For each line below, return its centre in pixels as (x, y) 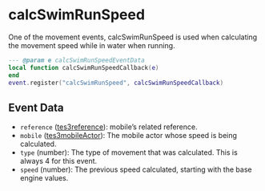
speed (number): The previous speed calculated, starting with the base (136, 169)
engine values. (44, 178)
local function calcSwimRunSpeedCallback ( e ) (84, 67)
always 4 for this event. (58, 161)
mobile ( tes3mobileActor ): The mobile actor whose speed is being (128, 136)
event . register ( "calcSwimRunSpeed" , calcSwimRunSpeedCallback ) (116, 83)
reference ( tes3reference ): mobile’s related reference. (108, 127)
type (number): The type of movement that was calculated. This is (128, 152)
